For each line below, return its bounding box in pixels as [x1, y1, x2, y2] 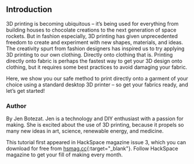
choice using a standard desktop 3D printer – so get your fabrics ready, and [6, 81, 188, 88]
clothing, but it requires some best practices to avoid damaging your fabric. [6, 64, 188, 71]
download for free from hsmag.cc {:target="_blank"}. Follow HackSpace [6, 145, 178, 152]
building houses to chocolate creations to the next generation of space [6, 26, 176, 33]
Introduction [6, 5, 53, 15]
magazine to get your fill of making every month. [6, 151, 123, 158]
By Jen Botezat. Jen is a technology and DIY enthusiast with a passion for [6, 115, 184, 122]
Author [6, 102, 27, 110]
